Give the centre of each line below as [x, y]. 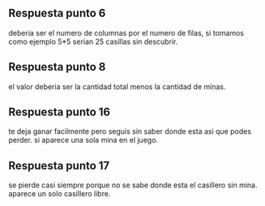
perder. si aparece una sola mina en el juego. [83, 140]
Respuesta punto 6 [57, 13]
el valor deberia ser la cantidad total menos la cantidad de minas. [117, 86]
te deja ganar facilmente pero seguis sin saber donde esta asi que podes [130, 131]
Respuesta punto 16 [60, 112]
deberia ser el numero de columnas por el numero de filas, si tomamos [126, 32]
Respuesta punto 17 [59, 165]
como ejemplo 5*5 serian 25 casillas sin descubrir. [93, 41]
